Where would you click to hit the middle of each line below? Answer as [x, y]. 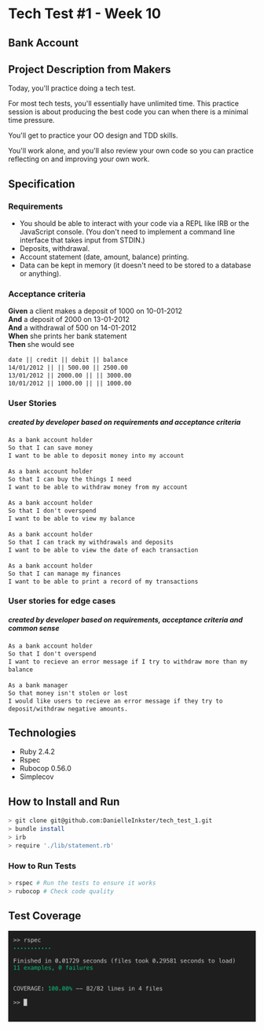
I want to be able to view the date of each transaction [103, 550]
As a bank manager [38, 685]
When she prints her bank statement [68, 336]
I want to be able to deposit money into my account [96, 456]
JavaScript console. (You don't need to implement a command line [127, 232]
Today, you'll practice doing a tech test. [72, 88]
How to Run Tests [42, 866]
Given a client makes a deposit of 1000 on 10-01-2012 [95, 311]
